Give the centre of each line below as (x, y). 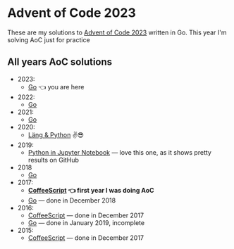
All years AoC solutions (60, 62)
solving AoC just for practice (49, 39)
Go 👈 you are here (56, 87)
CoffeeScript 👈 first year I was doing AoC (91, 190)
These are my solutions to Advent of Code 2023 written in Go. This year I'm (117, 32)
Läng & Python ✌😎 (56, 134)
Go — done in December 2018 (72, 200)
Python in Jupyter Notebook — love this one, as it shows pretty (119, 152)
